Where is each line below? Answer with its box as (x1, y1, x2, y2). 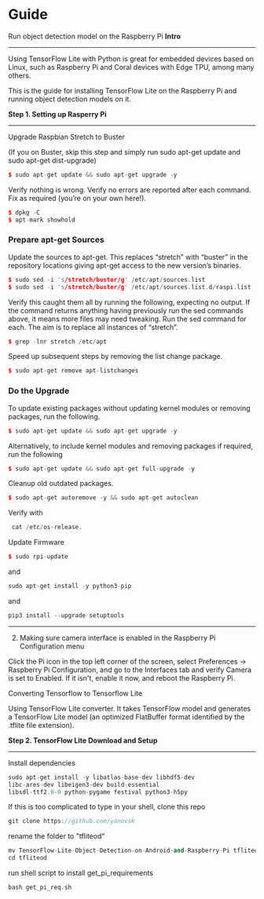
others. (8, 71, 31, 80)
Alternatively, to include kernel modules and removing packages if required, (8, 441, 254, 451)
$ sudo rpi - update (8, 553, 68, 561)
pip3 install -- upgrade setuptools (8, 611, 125, 619)
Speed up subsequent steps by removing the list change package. (8, 352, 223, 361)
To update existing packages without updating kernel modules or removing (8, 403, 251, 413)
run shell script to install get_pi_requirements (8, 868, 153, 878)
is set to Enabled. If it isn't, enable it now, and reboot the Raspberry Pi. (8, 673, 236, 682)
